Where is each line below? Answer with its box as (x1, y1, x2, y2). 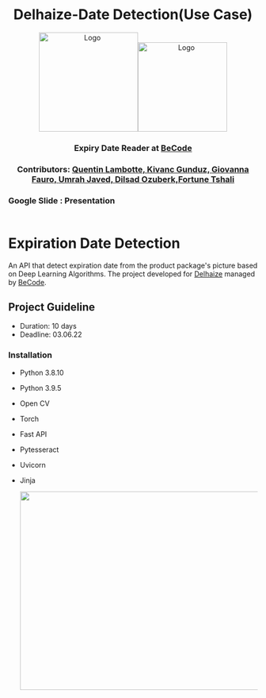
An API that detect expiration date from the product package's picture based (8, 260, 258, 270)
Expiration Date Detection (8, 234, 180, 252)
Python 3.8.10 (19, 368, 65, 377)
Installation (8, 349, 53, 361)
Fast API (19, 429, 47, 438)
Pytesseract (19, 445, 59, 454)
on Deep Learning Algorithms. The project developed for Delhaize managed (8, 268, 256, 279)
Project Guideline (8, 300, 95, 314)
